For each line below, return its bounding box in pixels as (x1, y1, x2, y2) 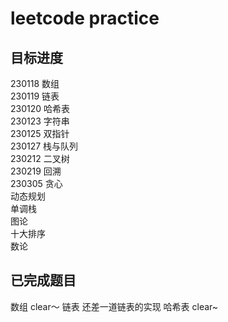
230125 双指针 (10, 128, 70, 139)
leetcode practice (10, 7, 160, 30)
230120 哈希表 (10, 103, 71, 114)
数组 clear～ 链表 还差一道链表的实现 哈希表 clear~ (10, 300, 219, 312)
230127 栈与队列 (10, 140, 79, 152)
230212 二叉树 (10, 153, 70, 164)
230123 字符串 (10, 115, 70, 127)
